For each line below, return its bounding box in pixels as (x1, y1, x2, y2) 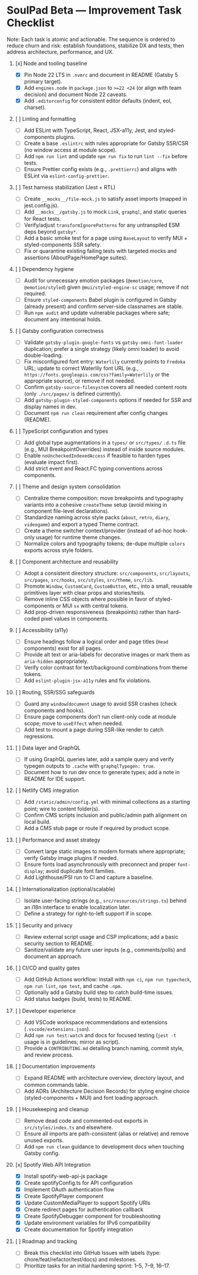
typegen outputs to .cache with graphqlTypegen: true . (24, 762, 156, 769)
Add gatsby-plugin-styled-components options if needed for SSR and (24, 397, 192, 404)
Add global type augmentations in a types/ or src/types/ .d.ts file (24, 439, 186, 446)
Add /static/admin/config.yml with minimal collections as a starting (24, 799, 190, 806)
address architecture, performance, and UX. (6, 48, 114, 55)
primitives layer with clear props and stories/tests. (24, 589, 146, 596)
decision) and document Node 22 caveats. (24, 91, 128, 98)
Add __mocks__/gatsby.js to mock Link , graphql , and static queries (24, 208, 187, 215)
